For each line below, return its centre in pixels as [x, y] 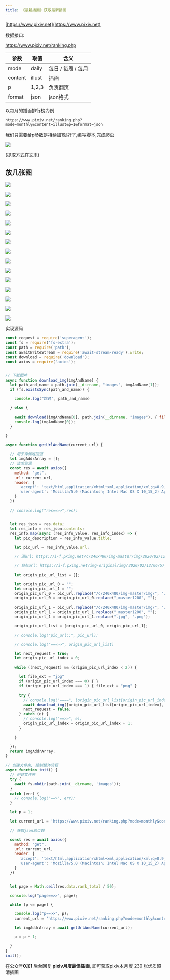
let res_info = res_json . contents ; [47, 529]
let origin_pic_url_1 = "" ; [44, 589]
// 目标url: [26, 566]
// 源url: [24, 557]
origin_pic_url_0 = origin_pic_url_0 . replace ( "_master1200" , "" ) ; [86, 598]
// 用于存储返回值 [27, 454]
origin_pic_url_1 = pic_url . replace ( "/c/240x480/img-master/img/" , [87, 608]
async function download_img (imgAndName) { [52, 380]
